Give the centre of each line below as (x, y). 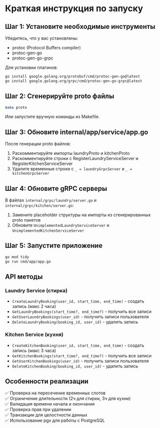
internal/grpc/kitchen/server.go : (39, 205)
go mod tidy (17, 257)
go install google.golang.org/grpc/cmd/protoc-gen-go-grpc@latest (74, 81)
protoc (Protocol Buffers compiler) (46, 48)
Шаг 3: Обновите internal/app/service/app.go (77, 132)
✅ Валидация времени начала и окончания (50, 404)
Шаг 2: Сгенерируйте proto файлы (60, 96)
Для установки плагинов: (31, 67)
